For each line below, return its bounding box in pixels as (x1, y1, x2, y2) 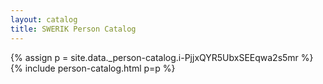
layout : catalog (10, 14, 78, 25)
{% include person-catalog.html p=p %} (10, 62, 176, 74)
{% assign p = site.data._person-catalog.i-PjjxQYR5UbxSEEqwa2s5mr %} (10, 51, 314, 63)
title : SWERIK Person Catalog (10, 24, 137, 34)
